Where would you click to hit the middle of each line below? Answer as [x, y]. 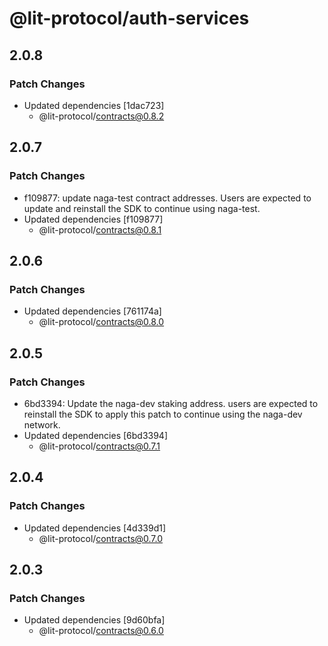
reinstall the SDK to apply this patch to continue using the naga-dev [163, 414]
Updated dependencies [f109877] [93, 219]
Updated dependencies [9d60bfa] [94, 620]
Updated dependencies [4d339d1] [95, 528]
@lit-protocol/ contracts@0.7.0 [101, 538]
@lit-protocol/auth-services [129, 18]
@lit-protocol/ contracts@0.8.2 [101, 116]
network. [42, 424]
